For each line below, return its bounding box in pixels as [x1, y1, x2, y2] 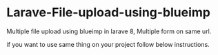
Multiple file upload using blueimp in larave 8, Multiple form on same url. [6, 27, 212, 35]
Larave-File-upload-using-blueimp [6, 5, 211, 20]
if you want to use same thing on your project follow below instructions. [6, 40, 210, 48]
